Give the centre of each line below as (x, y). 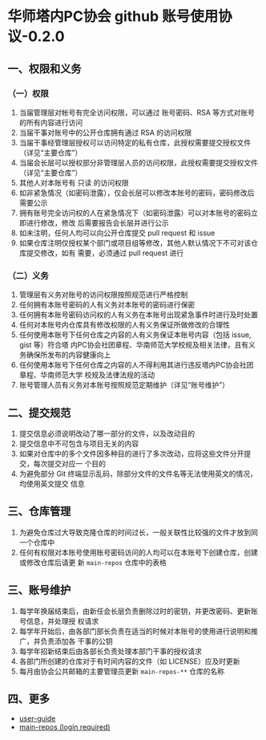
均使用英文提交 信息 (52, 483)
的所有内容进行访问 (51, 122)
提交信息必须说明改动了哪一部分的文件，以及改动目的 (107, 433)
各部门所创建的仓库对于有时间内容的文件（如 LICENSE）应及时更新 (129, 661)
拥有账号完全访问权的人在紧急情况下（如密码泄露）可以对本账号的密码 (135, 213)
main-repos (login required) (64, 727)
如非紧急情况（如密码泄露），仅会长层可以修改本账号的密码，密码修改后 (137, 193)
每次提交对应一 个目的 (69, 463)
